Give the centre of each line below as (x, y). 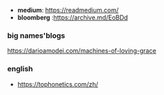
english (20, 69)
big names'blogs (36, 36)
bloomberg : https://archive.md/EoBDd (73, 17)
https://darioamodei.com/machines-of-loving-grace (82, 51)
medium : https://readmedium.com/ (68, 10)
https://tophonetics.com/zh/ (58, 84)
